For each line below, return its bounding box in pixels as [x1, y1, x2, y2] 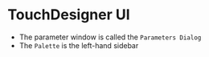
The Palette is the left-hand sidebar [18, 40, 139, 50]
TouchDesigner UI [7, 6, 130, 24]
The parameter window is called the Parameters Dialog [18, 32, 202, 42]
